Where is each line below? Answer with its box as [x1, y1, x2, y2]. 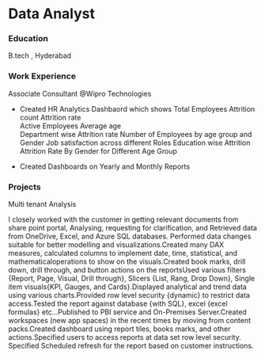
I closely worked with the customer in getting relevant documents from [8, 215, 239, 224]
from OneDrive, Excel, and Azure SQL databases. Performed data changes [8, 231, 252, 242]
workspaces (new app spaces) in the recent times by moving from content [8, 316, 252, 326]
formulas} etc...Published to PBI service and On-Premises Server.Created [8, 307, 247, 317]
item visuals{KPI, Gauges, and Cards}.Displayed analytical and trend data [8, 282, 247, 291]
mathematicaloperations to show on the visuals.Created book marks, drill [8, 257, 246, 266]
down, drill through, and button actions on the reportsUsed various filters [8, 265, 247, 275]
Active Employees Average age [19, 120, 122, 131]
